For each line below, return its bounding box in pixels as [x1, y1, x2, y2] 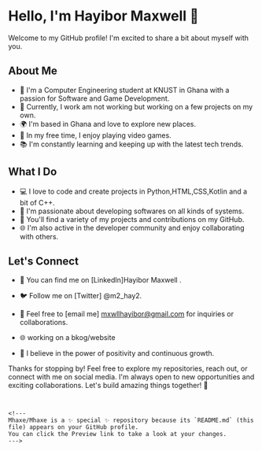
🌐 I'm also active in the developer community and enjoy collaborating [19, 223, 245, 232]
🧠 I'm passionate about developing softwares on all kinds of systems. [19, 206, 245, 216]
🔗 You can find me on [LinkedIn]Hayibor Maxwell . [19, 275, 183, 285]
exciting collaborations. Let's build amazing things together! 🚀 [8, 381, 208, 390]
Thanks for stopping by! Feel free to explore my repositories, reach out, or [8, 364, 248, 373]
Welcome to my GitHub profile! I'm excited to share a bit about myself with [8, 33, 249, 43]
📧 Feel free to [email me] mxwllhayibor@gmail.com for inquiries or [19, 309, 234, 319]
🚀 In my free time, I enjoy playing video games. [19, 130, 172, 140]
